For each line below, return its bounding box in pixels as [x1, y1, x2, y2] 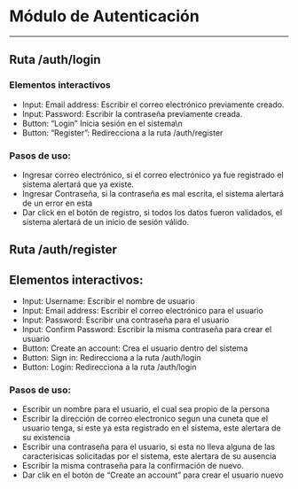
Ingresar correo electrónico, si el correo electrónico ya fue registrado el [21, 169, 284, 180]
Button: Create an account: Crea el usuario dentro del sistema [21, 343, 248, 353]
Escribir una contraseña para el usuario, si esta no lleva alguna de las [21, 441, 276, 453]
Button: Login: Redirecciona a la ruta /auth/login [21, 361, 197, 373]
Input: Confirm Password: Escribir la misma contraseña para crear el [21, 324, 272, 335]
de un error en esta [21, 198, 93, 208]
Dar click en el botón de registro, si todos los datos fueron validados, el [21, 206, 283, 218]
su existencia [21, 432, 71, 443]
